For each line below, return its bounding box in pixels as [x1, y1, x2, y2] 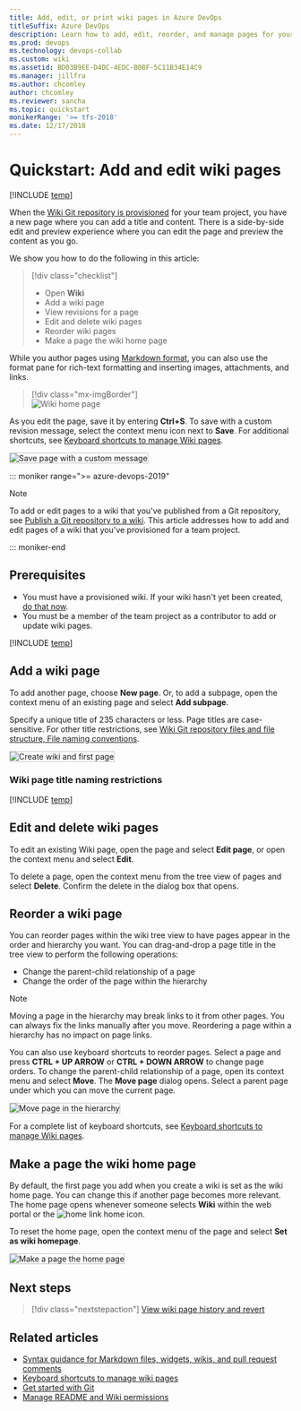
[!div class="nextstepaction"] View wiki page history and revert [30, 1304, 265, 1315]
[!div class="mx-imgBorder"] [30, 389, 139, 400]
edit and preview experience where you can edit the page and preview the [9, 226, 284, 237]
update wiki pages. [21, 620, 93, 631]
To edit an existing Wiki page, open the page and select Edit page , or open [9, 844, 286, 855]
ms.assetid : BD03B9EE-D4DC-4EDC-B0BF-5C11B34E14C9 [9, 64, 202, 73]
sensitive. [9, 723, 45, 735]
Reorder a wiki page [9, 907, 123, 922]
